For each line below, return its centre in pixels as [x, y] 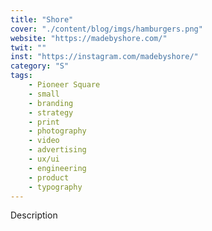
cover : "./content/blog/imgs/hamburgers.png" [106, 29]
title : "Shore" [42, 19]
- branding [51, 103]
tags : [21, 76]
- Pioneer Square [64, 85]
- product [49, 177]
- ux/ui [44, 159]
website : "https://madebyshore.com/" [89, 38]
